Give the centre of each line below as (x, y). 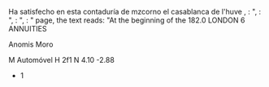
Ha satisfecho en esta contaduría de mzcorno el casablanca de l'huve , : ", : (135, 12)
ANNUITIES (28, 29)
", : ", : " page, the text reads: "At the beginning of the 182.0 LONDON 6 (127, 20)
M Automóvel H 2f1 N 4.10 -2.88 (62, 60)
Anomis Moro (31, 44)
